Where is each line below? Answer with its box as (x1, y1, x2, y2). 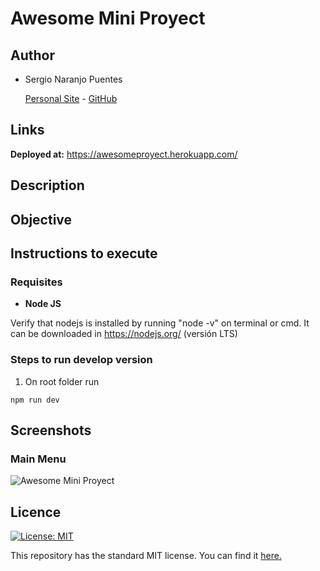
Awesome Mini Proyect (10, 7, 206, 30)
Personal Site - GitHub (24, 93, 118, 104)
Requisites (10, 275, 63, 289)
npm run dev (10, 395, 60, 405)
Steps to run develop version (10, 353, 153, 367)
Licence (10, 503, 62, 521)
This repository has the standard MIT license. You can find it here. (10, 550, 282, 562)
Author (10, 47, 55, 64)
